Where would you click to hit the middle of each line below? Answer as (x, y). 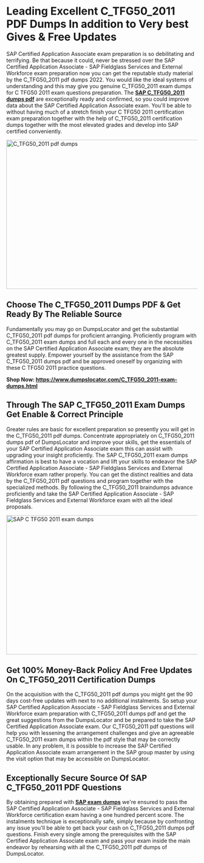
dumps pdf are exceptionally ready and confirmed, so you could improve (98, 99)
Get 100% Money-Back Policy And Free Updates (99, 670)
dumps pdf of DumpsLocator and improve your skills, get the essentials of (99, 442)
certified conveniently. (34, 131)
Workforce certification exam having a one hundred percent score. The (95, 815)
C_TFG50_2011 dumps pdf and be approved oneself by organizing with (94, 361)
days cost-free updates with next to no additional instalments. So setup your (102, 701)
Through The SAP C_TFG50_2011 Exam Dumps (96, 405)
